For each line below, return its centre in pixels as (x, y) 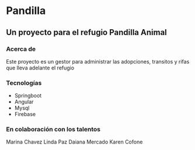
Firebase (25, 114)
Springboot (28, 96)
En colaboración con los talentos (53, 130)
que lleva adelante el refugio (40, 68)
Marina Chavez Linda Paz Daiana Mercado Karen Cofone (74, 142)
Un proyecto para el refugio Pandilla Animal (87, 32)
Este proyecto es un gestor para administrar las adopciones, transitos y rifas (98, 61)
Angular (24, 102)
